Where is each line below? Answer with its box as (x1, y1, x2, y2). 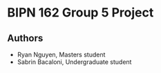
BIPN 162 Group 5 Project (7, 5, 154, 21)
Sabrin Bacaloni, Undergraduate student (17, 58, 132, 66)
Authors (7, 32, 44, 44)
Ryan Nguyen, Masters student (17, 50, 106, 59)
